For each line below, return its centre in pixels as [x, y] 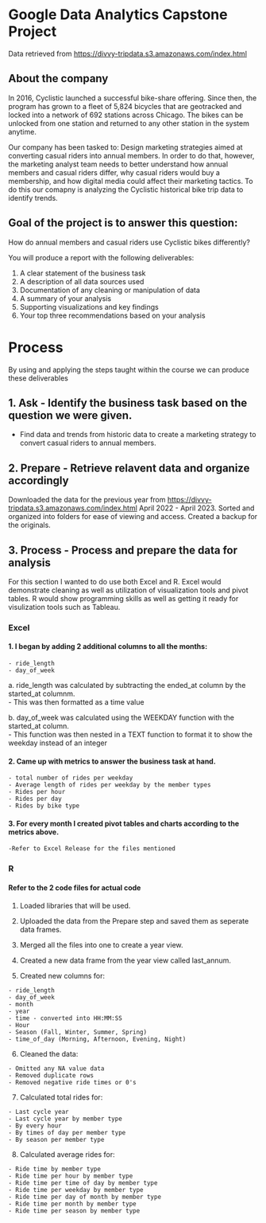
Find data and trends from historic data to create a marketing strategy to [138, 435]
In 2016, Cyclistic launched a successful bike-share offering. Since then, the [133, 98]
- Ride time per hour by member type [71, 1176]
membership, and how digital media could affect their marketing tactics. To [131, 181]
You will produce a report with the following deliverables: [101, 257]
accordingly [39, 481]
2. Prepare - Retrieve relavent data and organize [129, 468]
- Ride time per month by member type [72, 1204]
